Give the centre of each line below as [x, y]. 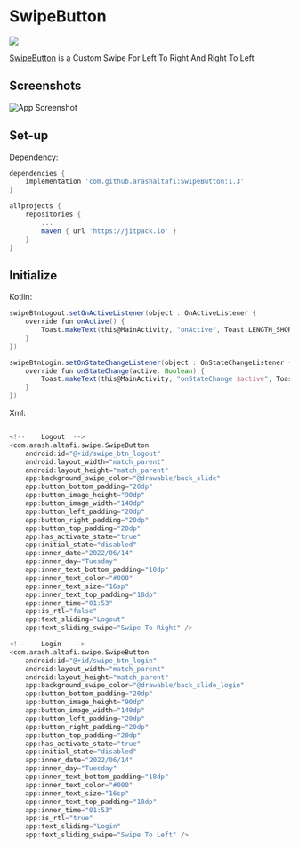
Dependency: [34, 157]
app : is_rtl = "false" [61, 611]
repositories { [53, 215]
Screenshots [45, 86]
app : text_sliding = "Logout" [75, 619]
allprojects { [36, 206]
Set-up [29, 136]
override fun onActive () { [75, 322]
